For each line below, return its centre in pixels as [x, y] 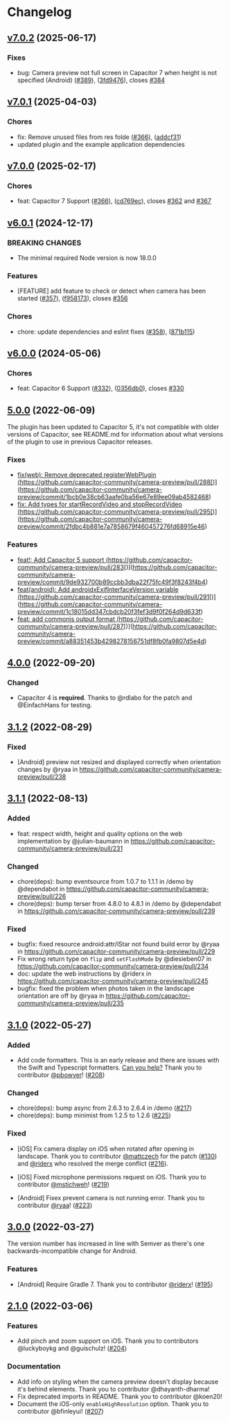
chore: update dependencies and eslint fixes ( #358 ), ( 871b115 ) [106, 332]
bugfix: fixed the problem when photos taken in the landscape [106, 989]
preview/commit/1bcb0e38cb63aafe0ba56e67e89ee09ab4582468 [113, 497]
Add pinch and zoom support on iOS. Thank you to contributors [108, 1341]
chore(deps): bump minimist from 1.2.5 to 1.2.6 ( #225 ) [94, 1115]
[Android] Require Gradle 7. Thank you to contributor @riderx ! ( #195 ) [115, 1284]
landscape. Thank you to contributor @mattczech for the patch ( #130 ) [117, 1156]
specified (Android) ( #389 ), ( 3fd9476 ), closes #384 [91, 80]
